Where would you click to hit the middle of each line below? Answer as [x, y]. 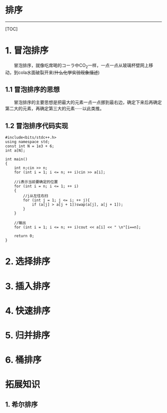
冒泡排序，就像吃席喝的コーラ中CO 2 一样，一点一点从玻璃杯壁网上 [82, 66]
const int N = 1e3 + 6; [30, 146]
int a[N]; [15, 151]
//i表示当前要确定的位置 [36, 182]
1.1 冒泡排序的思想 [33, 90]
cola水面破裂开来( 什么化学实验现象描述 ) [59, 72]
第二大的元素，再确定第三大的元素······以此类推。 [55, 109]
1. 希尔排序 [22, 404]
